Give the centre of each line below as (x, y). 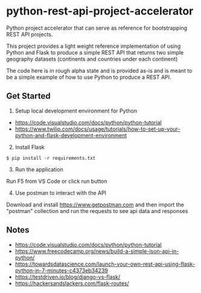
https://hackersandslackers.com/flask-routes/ (72, 283)
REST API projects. (30, 34)
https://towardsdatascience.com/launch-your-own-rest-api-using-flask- (105, 264)
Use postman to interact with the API (61, 193)
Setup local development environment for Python (76, 111)
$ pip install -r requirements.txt (51, 158)
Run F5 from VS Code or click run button (57, 181)
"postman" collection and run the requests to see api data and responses (97, 211)
